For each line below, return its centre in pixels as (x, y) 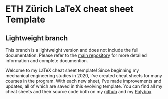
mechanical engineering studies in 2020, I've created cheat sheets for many (84, 75)
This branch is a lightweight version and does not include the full (72, 50)
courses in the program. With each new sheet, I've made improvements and (83, 81)
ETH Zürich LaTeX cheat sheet (69, 9)
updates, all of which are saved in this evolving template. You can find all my (84, 86)
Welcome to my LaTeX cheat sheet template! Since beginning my (72, 70)
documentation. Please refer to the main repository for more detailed (76, 55)
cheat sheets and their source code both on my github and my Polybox (78, 91)
